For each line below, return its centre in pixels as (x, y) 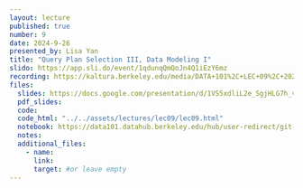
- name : (40, 152)
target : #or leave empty (80, 169)
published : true (40, 26)
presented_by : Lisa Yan (54, 52)
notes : (30, 136)
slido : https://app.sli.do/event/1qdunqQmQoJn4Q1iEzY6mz (119, 69)
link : (43, 160)
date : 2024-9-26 (40, 43)
